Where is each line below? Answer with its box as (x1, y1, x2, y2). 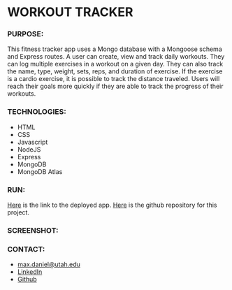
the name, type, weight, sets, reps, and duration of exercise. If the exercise (7, 67, 223, 75)
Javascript (17, 138, 48, 146)
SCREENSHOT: (7, 226, 59, 235)
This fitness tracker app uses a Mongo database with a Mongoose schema (7, 45, 222, 53)
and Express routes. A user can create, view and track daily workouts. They (7, 52, 225, 61)
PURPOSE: (7, 29, 44, 39)
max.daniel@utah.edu (17, 260, 80, 269)
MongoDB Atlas (17, 167, 63, 175)
